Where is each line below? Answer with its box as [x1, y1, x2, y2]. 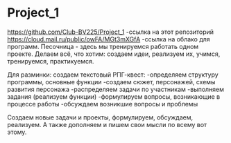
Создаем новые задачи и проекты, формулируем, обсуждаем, [7, 113, 194, 122]
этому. [7, 128, 27, 136]
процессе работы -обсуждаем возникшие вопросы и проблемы [7, 99, 198, 108]
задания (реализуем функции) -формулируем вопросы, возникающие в [7, 92, 221, 101]
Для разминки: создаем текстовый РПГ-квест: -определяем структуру [7, 70, 219, 79]
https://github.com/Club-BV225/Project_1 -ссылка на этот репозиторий [7, 28, 214, 36]
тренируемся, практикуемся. [7, 57, 94, 65]
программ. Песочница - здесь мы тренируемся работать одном [7, 42, 199, 50]
